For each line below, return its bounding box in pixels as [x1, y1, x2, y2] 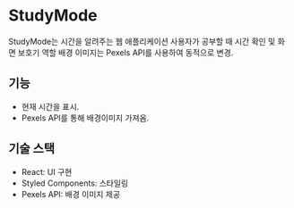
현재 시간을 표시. [21, 101, 80, 112]
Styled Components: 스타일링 [21, 178, 129, 188]
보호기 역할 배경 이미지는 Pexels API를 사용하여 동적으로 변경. [17, 46, 234, 58]
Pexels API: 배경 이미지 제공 [21, 188, 121, 199]
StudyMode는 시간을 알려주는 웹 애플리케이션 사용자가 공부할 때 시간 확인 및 [8, 36, 276, 46]
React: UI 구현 [21, 166, 73, 177]
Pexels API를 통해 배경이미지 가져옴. [21, 112, 150, 123]
